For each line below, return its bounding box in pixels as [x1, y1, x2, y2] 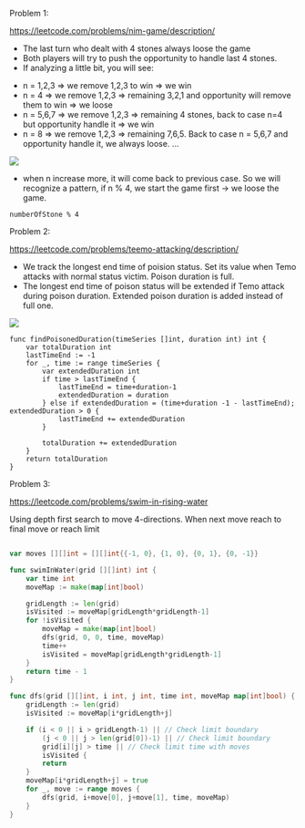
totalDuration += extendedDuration [42, 439, 178, 448]
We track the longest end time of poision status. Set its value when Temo [22, 262, 297, 272]
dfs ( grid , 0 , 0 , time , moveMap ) [42, 633, 166, 642]
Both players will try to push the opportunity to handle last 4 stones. [22, 53, 278, 63]
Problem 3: [9, 479, 51, 489]
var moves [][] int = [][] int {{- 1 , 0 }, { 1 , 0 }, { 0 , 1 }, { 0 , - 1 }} [9, 549, 259, 558]
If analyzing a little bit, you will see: [22, 63, 155, 73]
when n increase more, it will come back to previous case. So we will [22, 173, 281, 183]
